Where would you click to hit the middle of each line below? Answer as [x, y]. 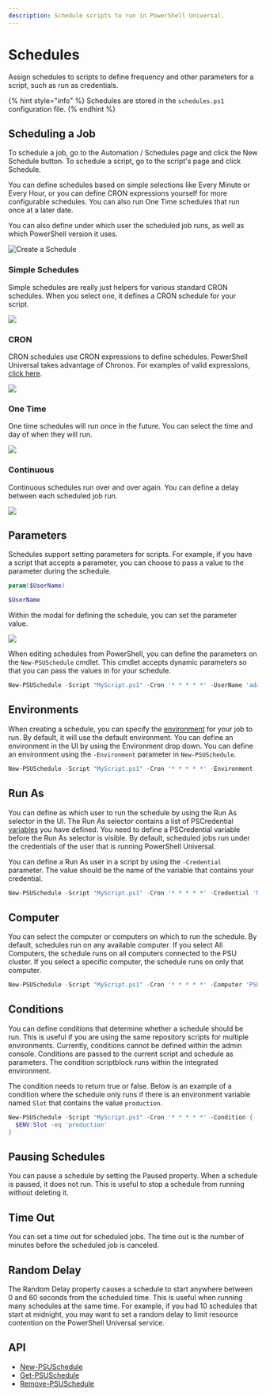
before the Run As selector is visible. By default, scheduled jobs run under [129, 837]
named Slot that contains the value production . [85, 1103]
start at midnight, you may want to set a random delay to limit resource [123, 1314]
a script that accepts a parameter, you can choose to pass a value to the [126, 563]
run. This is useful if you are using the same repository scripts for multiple [129, 1037]
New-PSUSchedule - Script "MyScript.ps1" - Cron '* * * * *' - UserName [125, 685]
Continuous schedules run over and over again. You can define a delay [123, 487]
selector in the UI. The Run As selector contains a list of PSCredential [121, 821]
